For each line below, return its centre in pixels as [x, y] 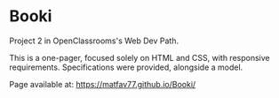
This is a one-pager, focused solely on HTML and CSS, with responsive [139, 57]
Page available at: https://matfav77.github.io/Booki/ [103, 84]
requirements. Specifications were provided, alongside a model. [126, 67]
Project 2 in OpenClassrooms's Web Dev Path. [94, 41]
